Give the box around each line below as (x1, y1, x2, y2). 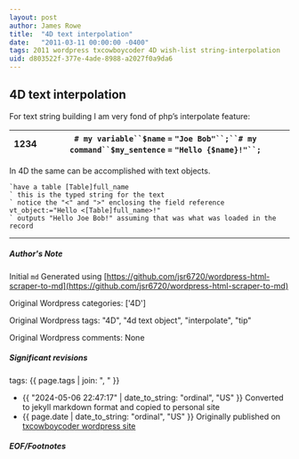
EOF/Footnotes (9, 441, 67, 452)
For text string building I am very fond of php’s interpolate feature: (9, 110, 251, 121)
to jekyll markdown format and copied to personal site (21, 401, 221, 412)
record (9, 221, 34, 230)
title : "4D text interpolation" (9, 29, 133, 38)
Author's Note (9, 248, 63, 259)
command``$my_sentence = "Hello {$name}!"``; (69, 144, 262, 155)
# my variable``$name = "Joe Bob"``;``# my (74, 133, 257, 143)
